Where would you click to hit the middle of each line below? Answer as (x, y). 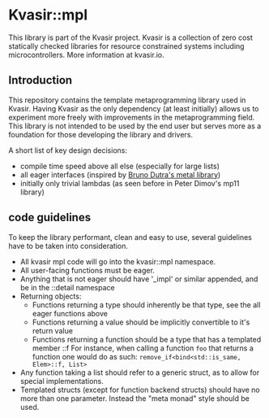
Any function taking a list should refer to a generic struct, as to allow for (140, 372)
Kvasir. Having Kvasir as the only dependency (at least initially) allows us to (134, 108)
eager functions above (70, 313)
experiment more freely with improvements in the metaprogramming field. (132, 117)
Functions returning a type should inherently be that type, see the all (146, 305)
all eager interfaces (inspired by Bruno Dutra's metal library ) (120, 174)
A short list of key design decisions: (68, 150)
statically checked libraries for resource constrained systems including (126, 46)
